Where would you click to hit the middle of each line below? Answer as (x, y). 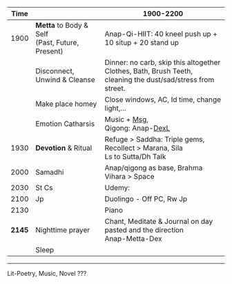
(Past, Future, (57, 42)
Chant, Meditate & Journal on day (159, 221)
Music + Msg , (127, 119)
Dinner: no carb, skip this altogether (163, 63)
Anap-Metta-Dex (133, 239)
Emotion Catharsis (65, 124)
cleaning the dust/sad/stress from (159, 80)
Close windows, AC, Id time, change (163, 100)
